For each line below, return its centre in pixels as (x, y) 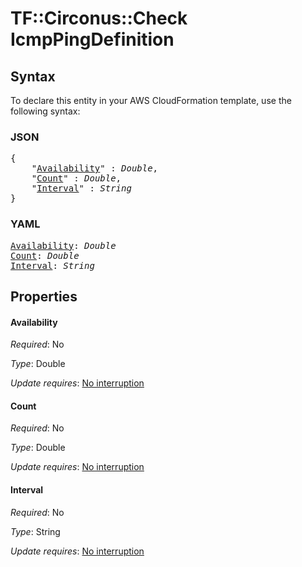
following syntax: (45, 111)
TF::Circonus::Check (99, 18)
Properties (44, 296)
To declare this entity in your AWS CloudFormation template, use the (151, 100)
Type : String (35, 531)
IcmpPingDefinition (92, 39)
